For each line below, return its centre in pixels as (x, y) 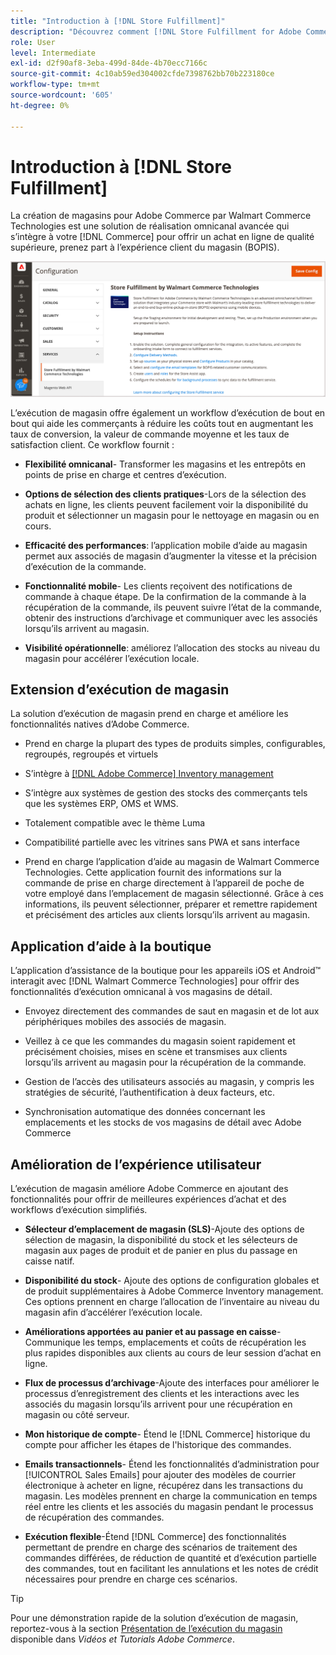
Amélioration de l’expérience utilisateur (136, 1164)
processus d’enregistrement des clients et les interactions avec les (162, 1393)
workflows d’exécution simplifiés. (79, 1209)
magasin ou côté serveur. (77, 1414)
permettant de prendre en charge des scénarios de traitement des (161, 1547)
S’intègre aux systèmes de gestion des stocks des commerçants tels (166, 793)
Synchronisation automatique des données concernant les (145, 1112)
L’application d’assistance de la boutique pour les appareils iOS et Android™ (166, 971)
